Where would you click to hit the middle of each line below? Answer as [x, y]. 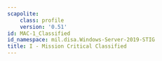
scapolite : [23, 14]
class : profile [42, 20]
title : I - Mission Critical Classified [67, 46]
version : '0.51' [44, 27]
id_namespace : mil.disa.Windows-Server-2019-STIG [81, 40]
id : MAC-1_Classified [39, 33]
